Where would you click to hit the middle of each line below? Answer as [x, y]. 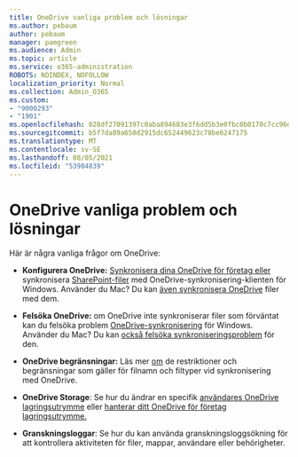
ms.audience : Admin [45, 51]
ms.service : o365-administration [71, 67]
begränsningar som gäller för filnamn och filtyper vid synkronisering [146, 371]
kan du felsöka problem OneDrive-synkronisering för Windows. [137, 326]
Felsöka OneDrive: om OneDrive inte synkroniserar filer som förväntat [150, 316]
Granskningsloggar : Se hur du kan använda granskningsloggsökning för [155, 433]
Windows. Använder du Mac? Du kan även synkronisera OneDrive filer [150, 289]
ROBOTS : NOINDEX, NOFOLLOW [59, 75]
